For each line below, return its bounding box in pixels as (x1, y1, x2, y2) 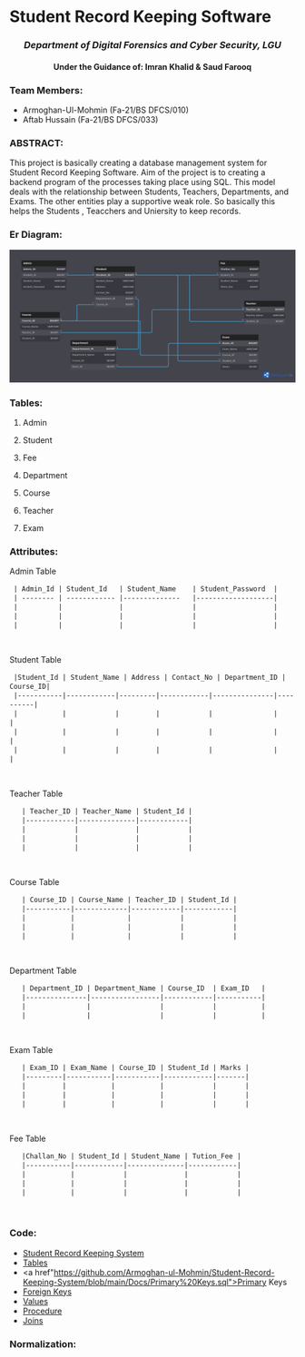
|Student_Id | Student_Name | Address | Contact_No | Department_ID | (13, 674, 286, 683)
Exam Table (9, 1045, 54, 1056)
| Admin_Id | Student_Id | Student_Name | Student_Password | (13, 585, 279, 594)
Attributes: (9, 546, 59, 558)
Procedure (22, 1305, 63, 1316)
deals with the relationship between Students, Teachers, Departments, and (9, 186, 289, 197)
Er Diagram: (9, 229, 63, 241)
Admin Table (9, 565, 57, 577)
